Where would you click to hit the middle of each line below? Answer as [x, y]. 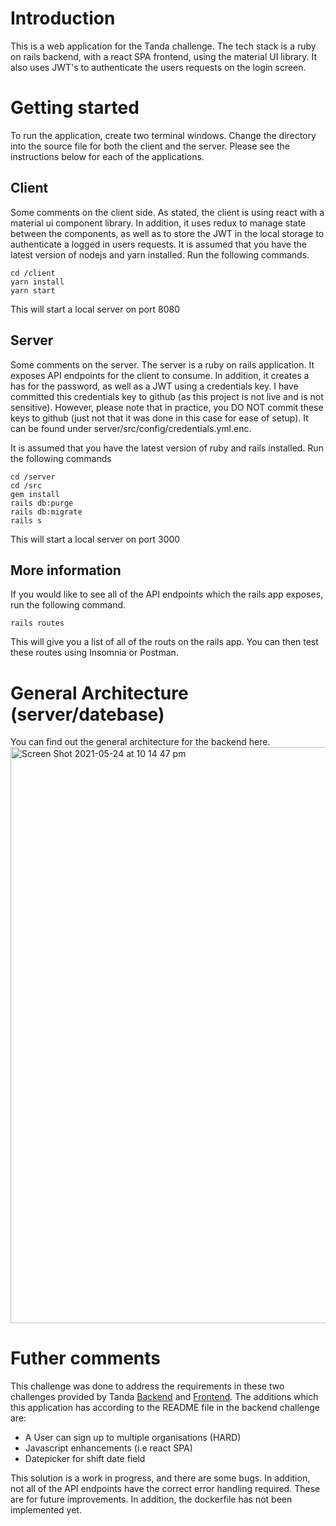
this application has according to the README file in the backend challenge [165, 1408]
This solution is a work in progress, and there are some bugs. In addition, [160, 1478]
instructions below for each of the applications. [107, 156]
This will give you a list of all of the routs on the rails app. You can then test [164, 642]
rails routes [37, 623]
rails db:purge [42, 503]
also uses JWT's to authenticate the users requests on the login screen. [158, 67]
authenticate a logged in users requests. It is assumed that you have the [158, 244]
